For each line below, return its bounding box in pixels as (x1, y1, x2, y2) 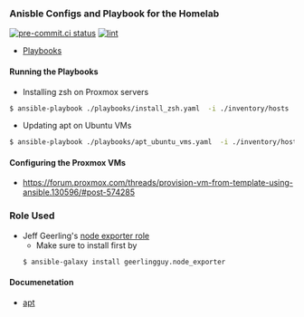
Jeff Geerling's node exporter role (22, 230, 150, 241)
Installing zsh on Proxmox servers (22, 86, 149, 97)
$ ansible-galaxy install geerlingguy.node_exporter (22, 257, 226, 266)
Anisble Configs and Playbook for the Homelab (9, 7, 220, 20)
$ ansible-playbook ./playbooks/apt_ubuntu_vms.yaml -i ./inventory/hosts (9, 138, 301, 147)
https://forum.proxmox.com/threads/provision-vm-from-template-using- (22, 178, 294, 188)
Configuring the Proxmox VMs (9, 157, 127, 168)
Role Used (9, 209, 55, 222)
